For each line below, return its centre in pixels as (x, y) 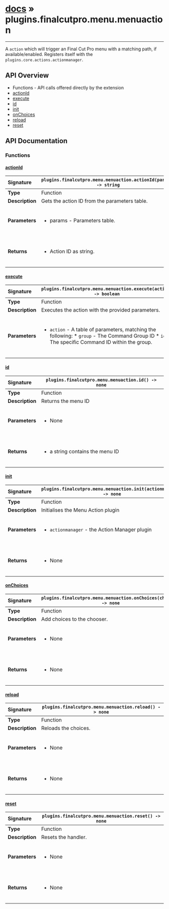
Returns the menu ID (65, 401)
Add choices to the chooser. (74, 619)
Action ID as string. (72, 252)
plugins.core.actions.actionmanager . (44, 59)
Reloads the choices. (66, 728)
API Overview (27, 75)
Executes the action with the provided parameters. (101, 310)
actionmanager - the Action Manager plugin (101, 529)
